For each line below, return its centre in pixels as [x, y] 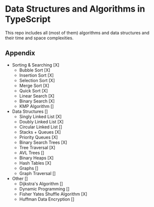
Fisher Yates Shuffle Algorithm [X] [53, 194]
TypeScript [28, 19]
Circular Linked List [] [41, 127]
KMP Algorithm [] [37, 106]
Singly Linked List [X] [40, 116]
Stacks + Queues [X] [40, 132]
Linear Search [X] [37, 96]
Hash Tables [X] [35, 163]
